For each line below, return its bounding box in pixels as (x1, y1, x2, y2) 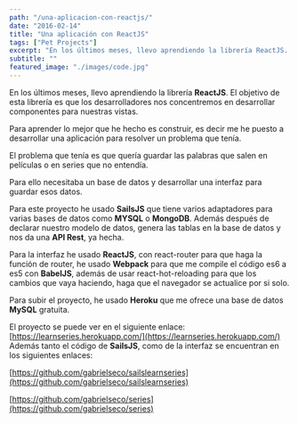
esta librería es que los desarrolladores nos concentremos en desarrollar (9, 96, 276, 107)
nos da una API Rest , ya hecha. (9, 232, 125, 242)
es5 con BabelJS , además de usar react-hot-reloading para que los (9, 268, 257, 279)
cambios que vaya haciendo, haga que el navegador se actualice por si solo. (9, 277, 290, 288)
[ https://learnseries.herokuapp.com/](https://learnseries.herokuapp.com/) (9, 330, 281, 341)
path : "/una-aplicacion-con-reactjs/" (9, 12, 153, 22)
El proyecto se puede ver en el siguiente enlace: (9, 321, 185, 332)
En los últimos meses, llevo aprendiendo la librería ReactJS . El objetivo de (9, 86, 280, 98)
